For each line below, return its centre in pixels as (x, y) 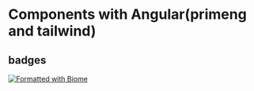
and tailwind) (52, 31)
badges (27, 60)
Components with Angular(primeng (127, 15)
